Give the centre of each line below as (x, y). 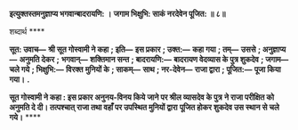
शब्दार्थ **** (27, 32)
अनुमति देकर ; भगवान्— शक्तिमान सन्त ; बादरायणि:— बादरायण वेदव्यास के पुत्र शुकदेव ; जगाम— (154, 59)
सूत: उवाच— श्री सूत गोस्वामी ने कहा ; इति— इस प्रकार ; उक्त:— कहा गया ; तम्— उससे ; (135, 49)
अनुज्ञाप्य (274, 49)
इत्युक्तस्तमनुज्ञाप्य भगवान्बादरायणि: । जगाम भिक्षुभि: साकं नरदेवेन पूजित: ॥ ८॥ (117, 14)
